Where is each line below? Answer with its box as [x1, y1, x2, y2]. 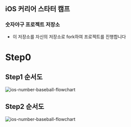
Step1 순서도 [5, 73, 43, 82]
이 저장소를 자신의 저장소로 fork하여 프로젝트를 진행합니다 [12, 33, 126, 39]
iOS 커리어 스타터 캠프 [5, 5, 71, 14]
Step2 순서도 [5, 102, 44, 111]
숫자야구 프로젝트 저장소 [5, 21, 60, 28]
